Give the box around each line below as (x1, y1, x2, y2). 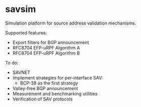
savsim (5, 3, 36, 15)
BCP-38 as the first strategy (20, 80, 78, 86)
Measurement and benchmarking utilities (12, 90, 98, 96)
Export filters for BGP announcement (12, 39, 89, 45)
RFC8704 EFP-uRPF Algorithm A (12, 44, 80, 50)
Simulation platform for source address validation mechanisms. (5, 20, 136, 26)
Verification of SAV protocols (12, 96, 73, 102)
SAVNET (12, 69, 31, 75)
